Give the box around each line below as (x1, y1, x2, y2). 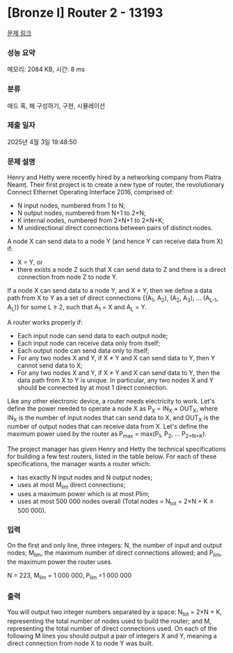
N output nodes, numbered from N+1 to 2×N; (17, 209, 146, 217)
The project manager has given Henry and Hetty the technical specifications (7, 445, 226, 454)
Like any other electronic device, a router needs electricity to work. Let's (7, 397, 216, 405)
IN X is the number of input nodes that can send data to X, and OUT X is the (7, 413, 220, 423)
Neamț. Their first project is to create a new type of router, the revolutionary (7, 180, 225, 189)
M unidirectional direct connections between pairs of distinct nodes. (17, 224, 214, 232)
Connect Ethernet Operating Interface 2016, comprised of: (7, 188, 175, 197)
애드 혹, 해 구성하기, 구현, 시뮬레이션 (7, 101, 106, 109)
